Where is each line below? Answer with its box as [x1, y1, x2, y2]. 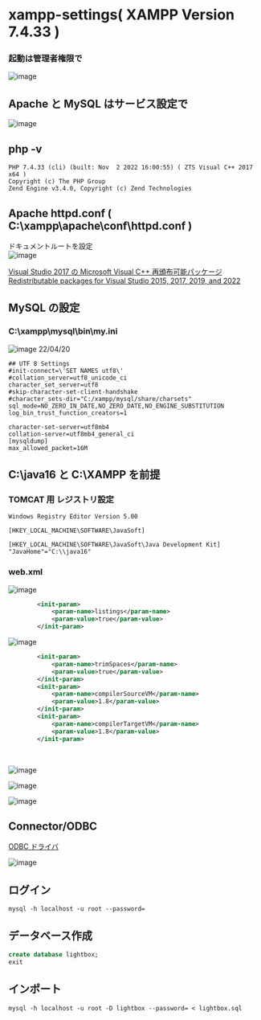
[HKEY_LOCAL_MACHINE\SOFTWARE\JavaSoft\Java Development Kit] [8, 541, 221, 549]
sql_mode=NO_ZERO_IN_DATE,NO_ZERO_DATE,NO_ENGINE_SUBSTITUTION [8, 402, 225, 410]
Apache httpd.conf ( [8, 207, 112, 220]
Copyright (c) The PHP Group [8, 178, 106, 186]
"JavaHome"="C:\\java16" [8, 548, 92, 556]
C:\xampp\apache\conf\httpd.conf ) [8, 219, 193, 232]
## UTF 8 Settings [8, 359, 70, 367]
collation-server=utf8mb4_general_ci [8, 430, 135, 438]
